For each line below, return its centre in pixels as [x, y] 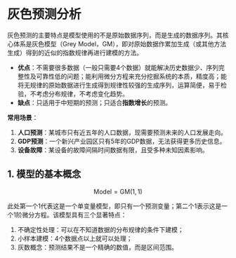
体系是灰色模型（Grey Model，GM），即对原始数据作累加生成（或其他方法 [120, 43]
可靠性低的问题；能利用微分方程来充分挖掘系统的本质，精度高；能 [131, 76]
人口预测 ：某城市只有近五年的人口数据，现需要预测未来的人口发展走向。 [122, 132]
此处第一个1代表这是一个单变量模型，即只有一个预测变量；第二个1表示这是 [114, 206]
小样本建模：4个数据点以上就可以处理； [75, 238]
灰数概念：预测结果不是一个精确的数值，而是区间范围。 [97, 247]
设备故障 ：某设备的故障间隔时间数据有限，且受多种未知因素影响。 [113, 150]
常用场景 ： [23, 117]
